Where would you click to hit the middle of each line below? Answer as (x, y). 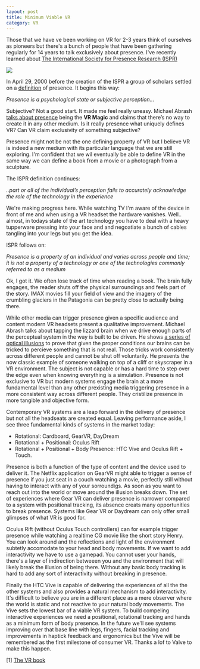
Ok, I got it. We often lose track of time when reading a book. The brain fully (99, 281)
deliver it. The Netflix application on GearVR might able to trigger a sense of (99, 473)
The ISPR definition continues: (43, 179)
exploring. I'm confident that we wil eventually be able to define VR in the (96, 154)
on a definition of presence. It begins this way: (63, 88)
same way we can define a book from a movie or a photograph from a (92, 161)
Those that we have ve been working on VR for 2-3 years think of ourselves (99, 40)
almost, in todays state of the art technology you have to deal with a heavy (98, 221)
